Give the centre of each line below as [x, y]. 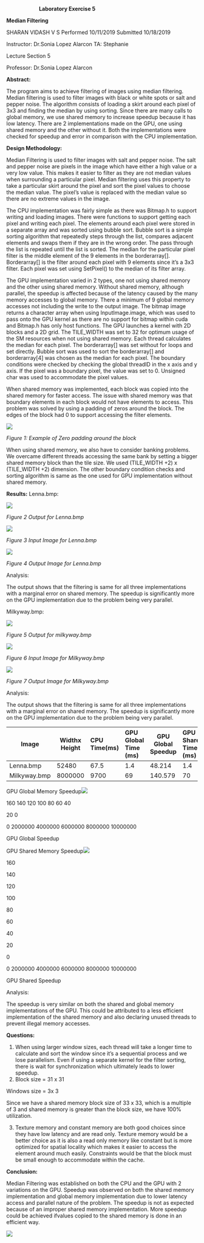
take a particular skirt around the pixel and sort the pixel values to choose [98, 186]
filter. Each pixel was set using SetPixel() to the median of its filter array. [96, 269]
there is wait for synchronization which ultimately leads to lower [95, 1066]
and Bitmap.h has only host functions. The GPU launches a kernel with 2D [99, 325]
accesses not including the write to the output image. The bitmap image [96, 306]
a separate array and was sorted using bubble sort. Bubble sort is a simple [100, 230]
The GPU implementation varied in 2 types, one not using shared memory [98, 280]
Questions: [21, 1035]
